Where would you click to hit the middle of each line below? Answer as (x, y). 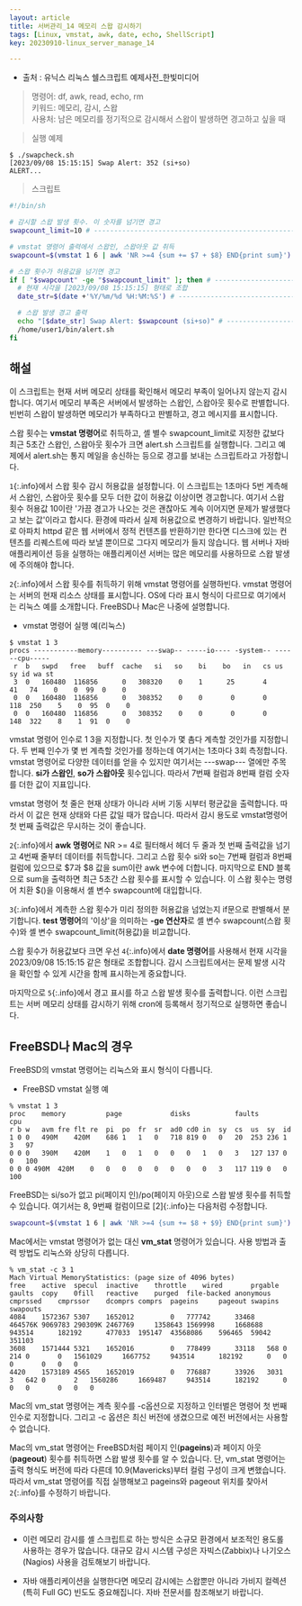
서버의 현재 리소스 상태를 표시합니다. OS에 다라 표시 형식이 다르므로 (137, 595)
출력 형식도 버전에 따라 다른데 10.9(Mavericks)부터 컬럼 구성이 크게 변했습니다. (148, 1470)
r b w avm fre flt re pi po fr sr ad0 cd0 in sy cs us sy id (151, 1130)
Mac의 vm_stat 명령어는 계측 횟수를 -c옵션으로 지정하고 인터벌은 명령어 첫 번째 (148, 1406)
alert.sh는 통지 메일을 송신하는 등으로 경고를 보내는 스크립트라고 (145, 456)
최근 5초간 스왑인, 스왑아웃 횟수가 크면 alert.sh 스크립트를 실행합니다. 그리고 (143, 445)
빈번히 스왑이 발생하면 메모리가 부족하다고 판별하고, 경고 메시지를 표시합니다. (144, 414)
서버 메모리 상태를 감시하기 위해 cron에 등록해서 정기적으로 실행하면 (144, 1004)
